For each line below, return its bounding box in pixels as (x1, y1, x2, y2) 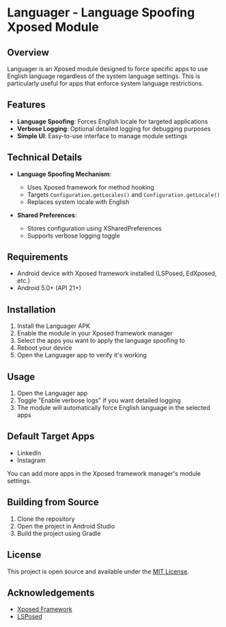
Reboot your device (16, 344, 72, 352)
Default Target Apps (7, 431, 95, 442)
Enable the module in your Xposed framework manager (16, 329, 173, 337)
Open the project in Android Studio (16, 522, 115, 530)
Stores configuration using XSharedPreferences (27, 224, 163, 232)
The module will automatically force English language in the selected (16, 404, 210, 412)
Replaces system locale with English (27, 197, 130, 206)
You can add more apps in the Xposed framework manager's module (7, 469, 201, 477)
